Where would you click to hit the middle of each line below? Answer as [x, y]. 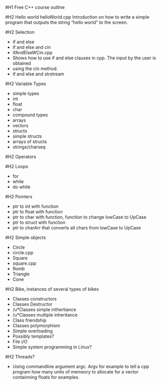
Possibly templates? [33, 336]
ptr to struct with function [39, 222]
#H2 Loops [17, 166]
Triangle [21, 274]
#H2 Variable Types [26, 84]
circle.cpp [23, 253]
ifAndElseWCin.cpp [32, 53]
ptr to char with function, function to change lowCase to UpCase [79, 217]
